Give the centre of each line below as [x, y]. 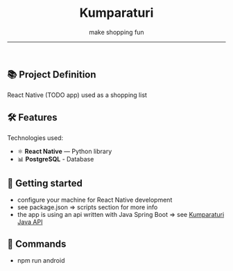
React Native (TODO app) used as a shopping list [77, 95]
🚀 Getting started [45, 183]
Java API [30, 222]
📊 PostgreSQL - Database [55, 159]
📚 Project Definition [52, 75]
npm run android [41, 261]
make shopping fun [116, 32]
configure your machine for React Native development [95, 200]
